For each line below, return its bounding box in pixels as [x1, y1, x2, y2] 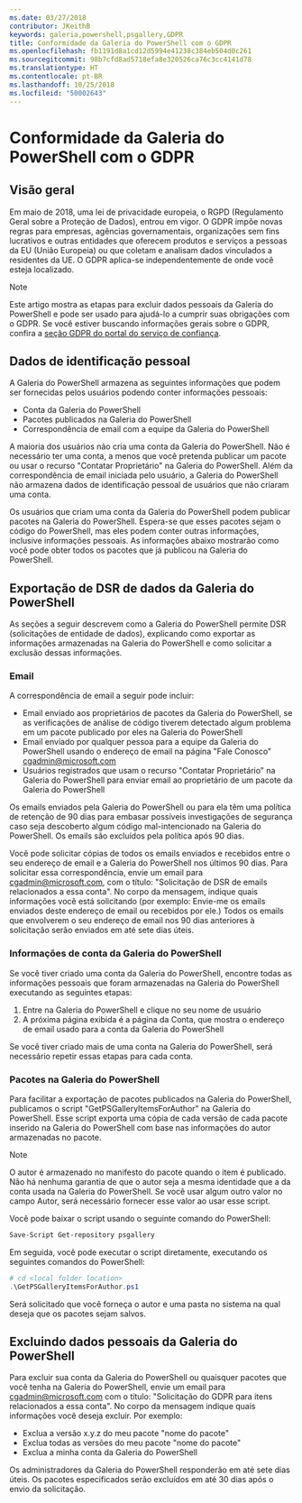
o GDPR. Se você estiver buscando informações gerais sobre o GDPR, [9, 317, 270, 329]
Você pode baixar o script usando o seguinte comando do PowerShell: [9, 1214, 271, 1224]
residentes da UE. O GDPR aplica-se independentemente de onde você [9, 254, 274, 265]
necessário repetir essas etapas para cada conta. [9, 1050, 194, 1061]
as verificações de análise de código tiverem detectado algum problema [22, 718, 291, 729]
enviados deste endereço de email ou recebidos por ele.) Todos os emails [9, 905, 284, 916]
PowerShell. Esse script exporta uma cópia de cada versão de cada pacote [9, 1113, 288, 1123]
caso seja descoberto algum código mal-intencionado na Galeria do [9, 821, 261, 832]
